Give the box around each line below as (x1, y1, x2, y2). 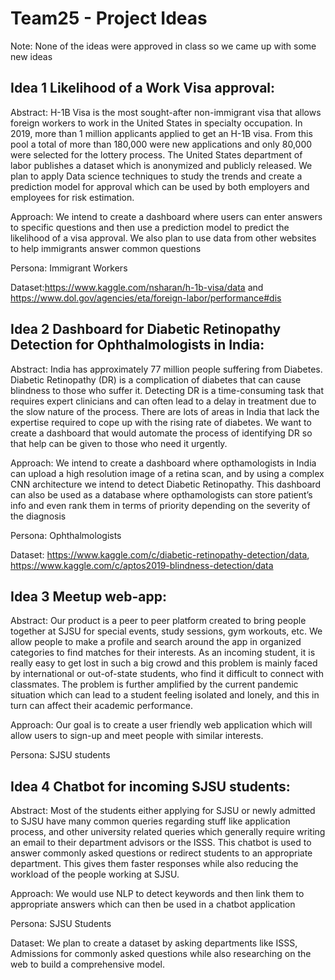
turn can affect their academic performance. (10, 700, 193, 712)
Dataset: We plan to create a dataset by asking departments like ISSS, (10, 937, 298, 949)
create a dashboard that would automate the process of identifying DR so (10, 427, 313, 439)
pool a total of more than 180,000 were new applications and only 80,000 (10, 138, 313, 150)
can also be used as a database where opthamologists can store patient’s (10, 488, 313, 501)
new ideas (10, 50, 53, 62)
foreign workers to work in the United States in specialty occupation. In (10, 117, 303, 129)
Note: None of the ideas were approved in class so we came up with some (10, 40, 317, 52)
